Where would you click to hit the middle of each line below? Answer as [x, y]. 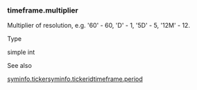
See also [20, 66]
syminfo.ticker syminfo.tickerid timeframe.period [75, 79]
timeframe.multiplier [43, 10]
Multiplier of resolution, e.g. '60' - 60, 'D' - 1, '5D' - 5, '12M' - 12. [99, 26]
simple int [21, 52]
